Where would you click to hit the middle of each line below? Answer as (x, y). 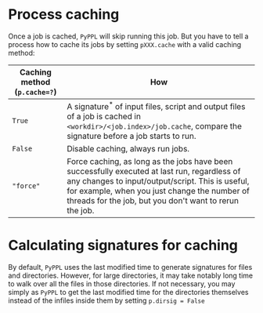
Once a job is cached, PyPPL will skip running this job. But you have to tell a (128, 36)
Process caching (64, 15)
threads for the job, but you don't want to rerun (152, 201)
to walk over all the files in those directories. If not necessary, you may (122, 284)
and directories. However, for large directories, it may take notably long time (130, 275)
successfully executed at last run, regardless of (153, 172)
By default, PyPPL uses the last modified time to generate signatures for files (130, 268)
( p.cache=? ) (36, 92)
